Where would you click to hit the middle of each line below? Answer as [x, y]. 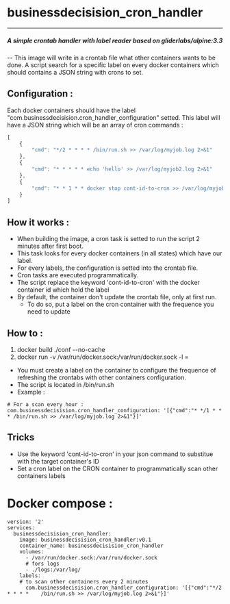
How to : [25, 333]
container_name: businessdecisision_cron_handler [92, 546]
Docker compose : [60, 503]
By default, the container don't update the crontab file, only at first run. [117, 297]
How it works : [38, 222]
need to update [49, 312]
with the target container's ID [58, 461]
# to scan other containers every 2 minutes [84, 581]
